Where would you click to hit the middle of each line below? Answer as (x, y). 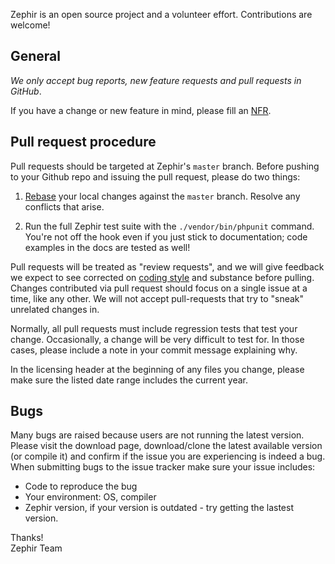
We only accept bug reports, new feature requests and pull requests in (156, 80)
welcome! (30, 25)
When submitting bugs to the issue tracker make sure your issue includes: (163, 467)
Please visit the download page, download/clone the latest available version (166, 446)
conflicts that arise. (64, 206)
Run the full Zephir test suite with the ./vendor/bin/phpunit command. (169, 226)
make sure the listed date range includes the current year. (129, 380)
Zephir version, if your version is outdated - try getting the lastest (159, 508)
